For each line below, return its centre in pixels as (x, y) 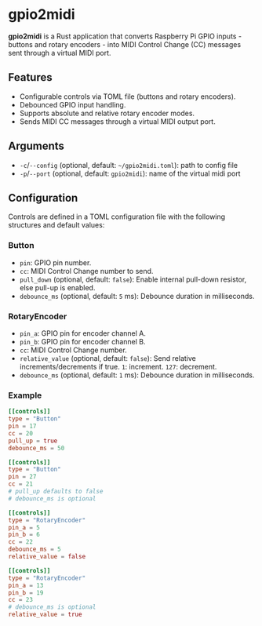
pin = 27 (22, 477)
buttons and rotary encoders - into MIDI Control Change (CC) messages (125, 44)
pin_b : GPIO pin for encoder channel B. (83, 341)
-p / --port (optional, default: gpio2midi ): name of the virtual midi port (130, 173)
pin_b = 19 (26, 593)
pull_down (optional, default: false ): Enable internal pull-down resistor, (133, 279)
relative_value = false (47, 557)
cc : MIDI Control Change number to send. (86, 271)
